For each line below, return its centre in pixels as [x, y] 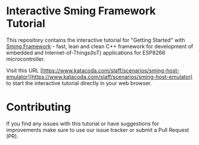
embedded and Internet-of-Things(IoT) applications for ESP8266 [86, 52]
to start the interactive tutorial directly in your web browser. [79, 83]
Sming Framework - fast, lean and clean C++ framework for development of [100, 46]
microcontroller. [26, 59]
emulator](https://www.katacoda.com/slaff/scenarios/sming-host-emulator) [99, 77]
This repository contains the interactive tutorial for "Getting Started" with [96, 40]
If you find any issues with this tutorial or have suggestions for [83, 124]
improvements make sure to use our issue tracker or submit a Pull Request [98, 130]
